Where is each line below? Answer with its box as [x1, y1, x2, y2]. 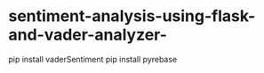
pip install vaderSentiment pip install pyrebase [8, 54, 178, 64]
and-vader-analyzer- [8, 25, 168, 45]
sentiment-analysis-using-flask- [8, 6, 256, 26]
